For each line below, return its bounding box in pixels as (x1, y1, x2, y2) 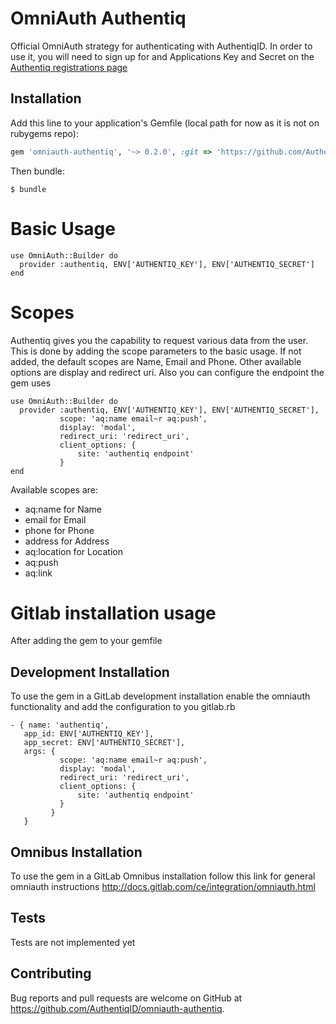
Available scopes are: (10, 483, 99, 496)
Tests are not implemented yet (10, 936, 136, 948)
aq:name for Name (24, 503, 102, 515)
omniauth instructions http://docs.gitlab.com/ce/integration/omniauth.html (10, 881, 316, 893)
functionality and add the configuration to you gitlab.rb (10, 701, 236, 713)
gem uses (10, 377, 52, 389)
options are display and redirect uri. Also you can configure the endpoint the (10, 366, 325, 378)
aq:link (24, 567, 53, 579)
